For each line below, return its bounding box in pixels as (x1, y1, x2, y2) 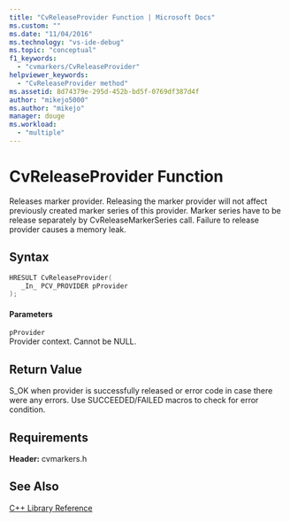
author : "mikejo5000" (9, 95, 89, 105)
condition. (9, 404, 46, 415)
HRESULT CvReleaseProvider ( (9, 273, 113, 282)
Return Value (9, 362, 82, 377)
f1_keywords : (9, 54, 57, 63)
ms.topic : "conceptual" (9, 46, 97, 55)
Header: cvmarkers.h (9, 454, 88, 464)
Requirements (9, 430, 88, 445)
